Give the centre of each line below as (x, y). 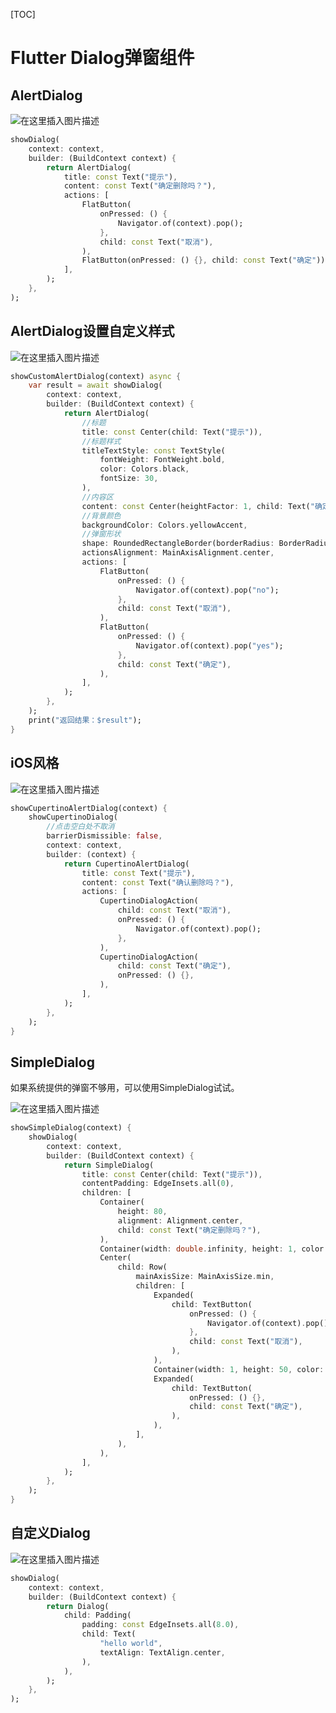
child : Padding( (97, 1615)
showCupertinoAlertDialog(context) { (89, 808)
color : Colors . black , (144, 469)
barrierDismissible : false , (104, 836)
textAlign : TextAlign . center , (162, 1652)
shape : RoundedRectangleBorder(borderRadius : (178, 544)
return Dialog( (78, 1606)
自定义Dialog (50, 1533)
